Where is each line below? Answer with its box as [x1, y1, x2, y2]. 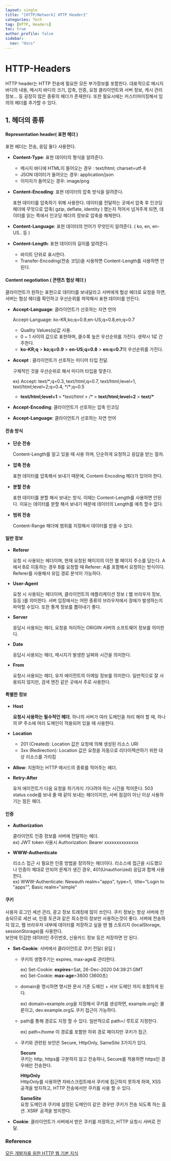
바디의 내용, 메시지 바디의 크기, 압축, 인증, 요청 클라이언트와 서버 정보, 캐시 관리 [5, 86, 163, 93]
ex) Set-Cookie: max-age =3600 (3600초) [20, 972, 108, 978]
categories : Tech [5, 17, 42, 22]
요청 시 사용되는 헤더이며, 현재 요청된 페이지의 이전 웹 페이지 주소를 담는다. [12, 557, 161, 563]
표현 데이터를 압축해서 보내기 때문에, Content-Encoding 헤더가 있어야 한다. [12, 472, 163, 479]
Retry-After [12, 775, 38, 781]
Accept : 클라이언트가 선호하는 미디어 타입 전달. [12, 357, 109, 363]
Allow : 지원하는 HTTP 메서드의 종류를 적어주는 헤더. [12, 765, 117, 771]
